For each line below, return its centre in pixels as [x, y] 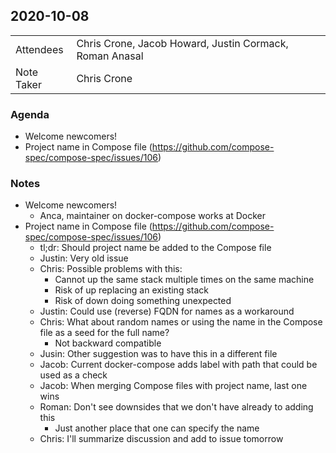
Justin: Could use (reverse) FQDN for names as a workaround [167, 311]
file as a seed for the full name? [104, 333]
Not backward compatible [108, 343]
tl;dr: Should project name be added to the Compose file [155, 248]
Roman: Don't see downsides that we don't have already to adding [176, 407]
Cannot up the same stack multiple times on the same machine [184, 280]
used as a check [73, 375]
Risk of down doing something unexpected [143, 301]
